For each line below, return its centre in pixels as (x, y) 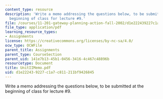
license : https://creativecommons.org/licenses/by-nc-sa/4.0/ (69, 41)
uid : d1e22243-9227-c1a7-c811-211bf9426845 (50, 72)
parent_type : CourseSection (33, 54)
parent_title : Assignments (32, 50)
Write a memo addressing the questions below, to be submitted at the (74, 86)
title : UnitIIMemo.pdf (28, 68)
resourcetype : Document (29, 63)
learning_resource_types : (31, 32)
